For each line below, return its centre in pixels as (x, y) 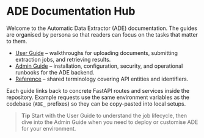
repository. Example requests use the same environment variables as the (98, 97)
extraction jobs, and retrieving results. (63, 59)
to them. (17, 41)
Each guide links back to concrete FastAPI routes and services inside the (98, 90)
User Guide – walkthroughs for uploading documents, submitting (97, 53)
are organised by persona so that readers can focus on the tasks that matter (102, 34)
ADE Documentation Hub (71, 11)
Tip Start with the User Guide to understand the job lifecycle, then (104, 115)
